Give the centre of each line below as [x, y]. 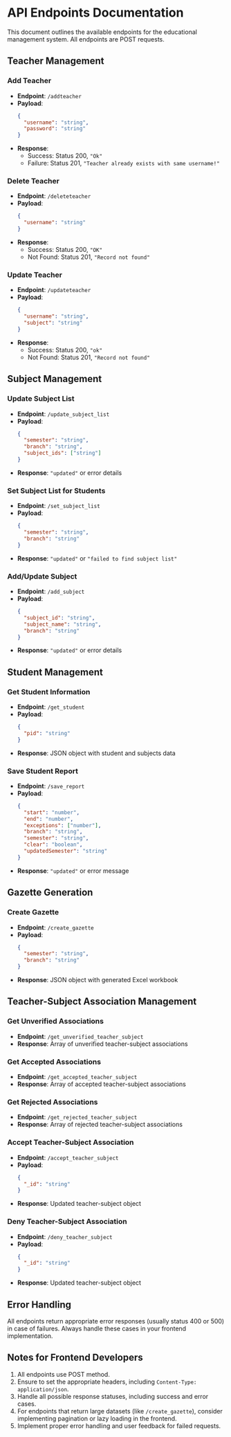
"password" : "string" [55, 129]
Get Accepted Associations [54, 1062]
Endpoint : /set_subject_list [58, 506]
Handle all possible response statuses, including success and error [113, 1396]
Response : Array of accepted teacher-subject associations [102, 1084]
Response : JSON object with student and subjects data [96, 753]
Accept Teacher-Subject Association [71, 1142]
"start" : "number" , [52, 812]
